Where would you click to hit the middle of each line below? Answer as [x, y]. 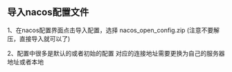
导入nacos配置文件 [48, 12]
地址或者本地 [25, 62]
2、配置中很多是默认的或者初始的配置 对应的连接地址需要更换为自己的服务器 [116, 53]
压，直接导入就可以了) [39, 38]
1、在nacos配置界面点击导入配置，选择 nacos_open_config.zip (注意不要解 [114, 30]
